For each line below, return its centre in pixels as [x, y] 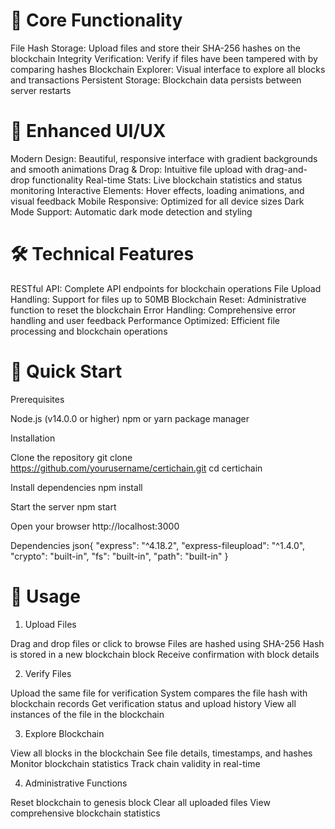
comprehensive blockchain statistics [85, 813]
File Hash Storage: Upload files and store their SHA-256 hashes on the [155, 48]
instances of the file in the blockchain [87, 714]
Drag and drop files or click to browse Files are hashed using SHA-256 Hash [167, 643]
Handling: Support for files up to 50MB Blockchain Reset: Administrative [158, 299]
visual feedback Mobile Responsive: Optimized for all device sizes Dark [157, 201]
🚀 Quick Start [66, 371]
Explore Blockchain [64, 733]
